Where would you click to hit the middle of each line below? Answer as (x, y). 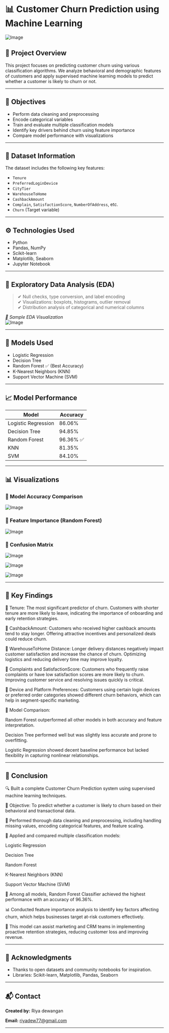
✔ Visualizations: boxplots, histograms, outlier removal (74, 302)
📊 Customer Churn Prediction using (82, 9)
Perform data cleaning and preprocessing (56, 114)
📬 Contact (23, 996)
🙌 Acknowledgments (38, 957)
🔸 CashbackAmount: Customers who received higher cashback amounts (80, 628)
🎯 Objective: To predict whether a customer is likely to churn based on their (83, 805)
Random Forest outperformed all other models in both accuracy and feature (83, 719)
